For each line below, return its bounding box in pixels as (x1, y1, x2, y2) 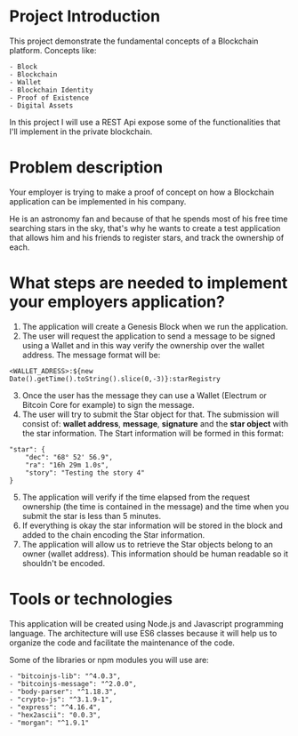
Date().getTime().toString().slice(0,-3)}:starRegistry (9, 374, 221, 383)
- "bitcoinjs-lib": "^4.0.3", (9, 671, 122, 681)
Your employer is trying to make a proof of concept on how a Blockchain (9, 187, 275, 197)
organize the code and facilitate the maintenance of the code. (9, 637, 236, 648)
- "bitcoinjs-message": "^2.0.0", (9, 679, 138, 688)
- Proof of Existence (9, 93, 90, 102)
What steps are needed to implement (9, 273, 288, 293)
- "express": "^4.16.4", (9, 702, 101, 712)
